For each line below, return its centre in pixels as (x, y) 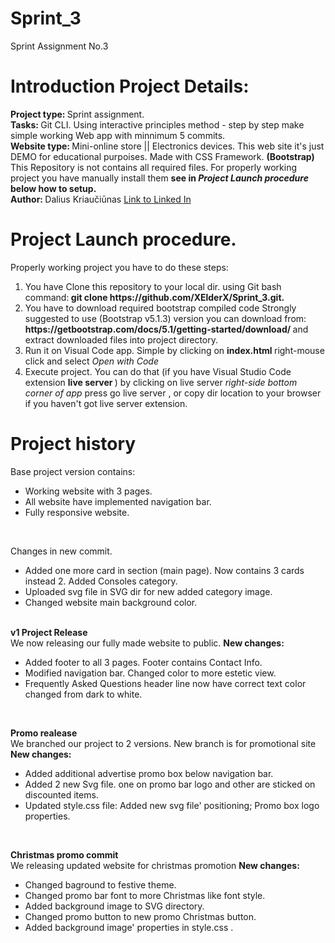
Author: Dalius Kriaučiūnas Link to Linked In (101, 199)
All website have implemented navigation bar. (118, 501)
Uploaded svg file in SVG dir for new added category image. (148, 591)
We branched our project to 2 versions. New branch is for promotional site (163, 743)
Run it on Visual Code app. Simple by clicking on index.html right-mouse (174, 350)
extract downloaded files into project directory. (121, 339)
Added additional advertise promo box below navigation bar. (149, 773)
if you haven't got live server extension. (106, 403)
